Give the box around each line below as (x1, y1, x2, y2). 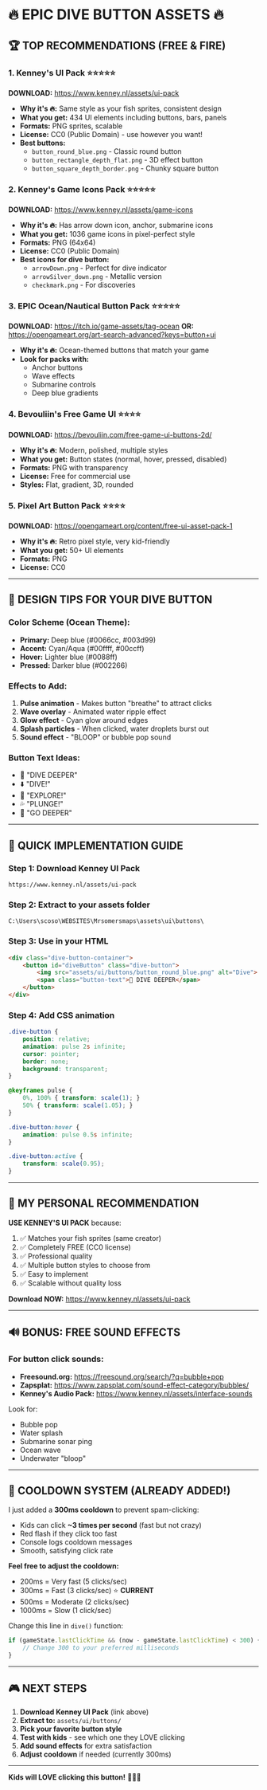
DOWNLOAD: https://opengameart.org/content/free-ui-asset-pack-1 (8, 521, 233, 531)
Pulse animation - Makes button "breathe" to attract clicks (19, 699, 212, 709)
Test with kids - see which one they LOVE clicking (19, 1732, 185, 1742)
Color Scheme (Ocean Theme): (8, 617, 130, 628)
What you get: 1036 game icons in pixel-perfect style (19, 230, 195, 239)
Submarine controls (31, 380, 97, 390)
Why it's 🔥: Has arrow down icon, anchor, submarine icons (19, 221, 214, 230)
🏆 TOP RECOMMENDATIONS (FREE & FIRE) (8, 38, 226, 53)
